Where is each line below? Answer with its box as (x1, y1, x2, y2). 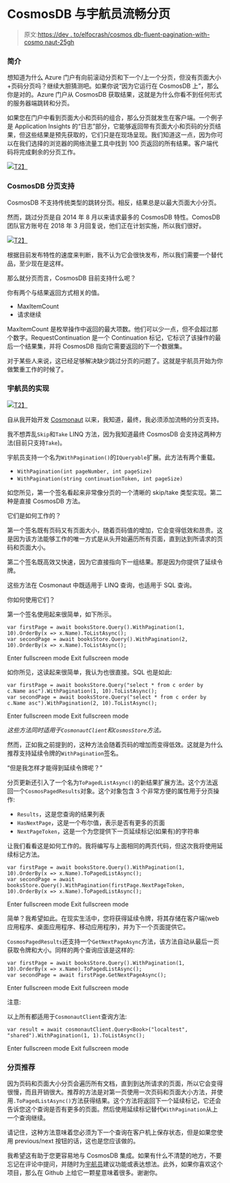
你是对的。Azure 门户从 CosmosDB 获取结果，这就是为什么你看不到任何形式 (7, 91, 222, 99)
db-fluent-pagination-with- (133, 30, 210, 38)
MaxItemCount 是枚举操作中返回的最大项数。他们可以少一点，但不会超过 (7, 325, 212, 333)
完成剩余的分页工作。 (18, 148, 79, 156)
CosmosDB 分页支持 (7, 181, 75, 191)
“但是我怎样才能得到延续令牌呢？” (7, 763, 103, 772)
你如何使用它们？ (7, 595, 55, 604)
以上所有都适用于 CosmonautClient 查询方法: (7, 1012, 127, 1020)
